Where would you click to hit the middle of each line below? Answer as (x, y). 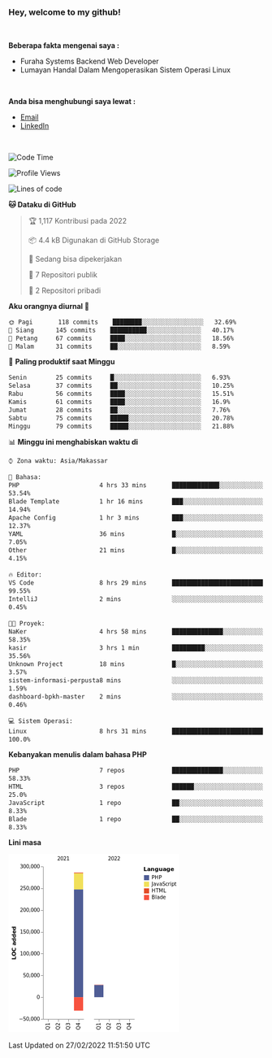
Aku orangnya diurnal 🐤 (49, 307)
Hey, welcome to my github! (65, 12)
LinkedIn (35, 126)
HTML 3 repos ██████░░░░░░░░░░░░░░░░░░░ (136, 787)
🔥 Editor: (25, 575)
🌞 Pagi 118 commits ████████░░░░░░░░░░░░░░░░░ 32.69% (123, 322)
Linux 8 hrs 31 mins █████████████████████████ (136, 731)
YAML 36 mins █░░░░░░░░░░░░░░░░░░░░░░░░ (136, 534)
